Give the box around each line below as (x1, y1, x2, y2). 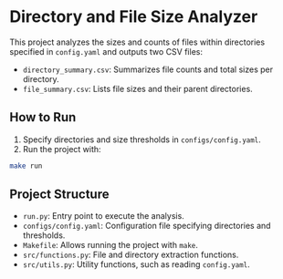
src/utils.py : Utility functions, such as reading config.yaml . (22, 259, 251, 270)
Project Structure (9, 187, 110, 202)
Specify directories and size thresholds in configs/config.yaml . (22, 134, 262, 145)
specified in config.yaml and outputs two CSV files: (9, 46, 204, 57)
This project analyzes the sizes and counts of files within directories (9, 36, 266, 47)
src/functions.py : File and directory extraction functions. (22, 249, 239, 261)
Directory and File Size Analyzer (9, 6, 258, 27)
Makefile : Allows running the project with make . (22, 240, 199, 251)
